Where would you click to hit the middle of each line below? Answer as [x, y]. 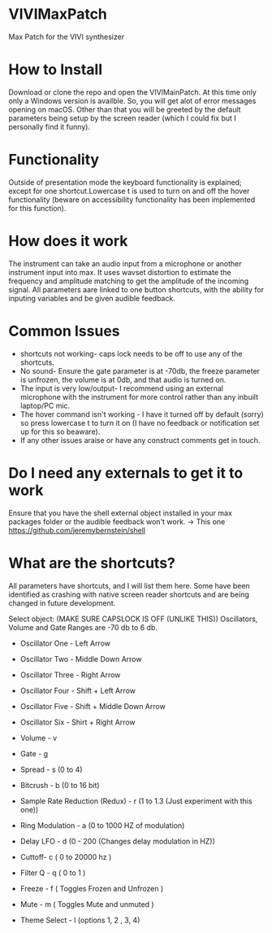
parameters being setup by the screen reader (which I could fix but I [123, 118]
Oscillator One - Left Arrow [65, 643]
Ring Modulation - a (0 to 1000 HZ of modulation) [102, 825]
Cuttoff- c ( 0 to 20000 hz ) [66, 856]
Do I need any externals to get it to [126, 473]
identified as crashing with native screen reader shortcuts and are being [129, 594]
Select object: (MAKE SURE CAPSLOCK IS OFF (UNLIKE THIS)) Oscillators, [133, 619]
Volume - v [39, 738]
